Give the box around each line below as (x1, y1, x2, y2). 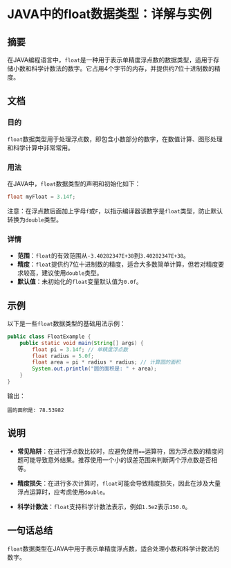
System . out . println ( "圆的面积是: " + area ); (32, 365, 157, 373)
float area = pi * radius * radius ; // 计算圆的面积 (32, 359, 181, 366)
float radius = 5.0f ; (32, 353, 95, 360)
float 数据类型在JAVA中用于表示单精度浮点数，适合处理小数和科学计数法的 (7, 544, 220, 553)
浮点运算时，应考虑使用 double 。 (17, 488, 109, 496)
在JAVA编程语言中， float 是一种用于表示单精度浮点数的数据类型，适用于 (7, 56, 214, 64)
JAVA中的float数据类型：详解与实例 (7, 6, 212, 22)
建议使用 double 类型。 (41, 269, 103, 277)
